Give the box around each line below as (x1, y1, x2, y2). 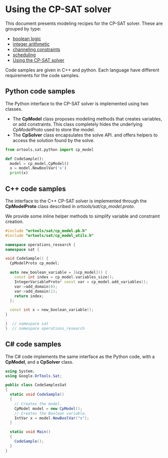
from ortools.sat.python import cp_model (5, 147, 94, 152)
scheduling (12, 52, 36, 58)
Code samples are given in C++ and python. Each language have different (5, 67, 159, 73)
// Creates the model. (14, 401, 62, 406)
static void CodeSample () (10, 392, 65, 397)
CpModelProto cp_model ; (10, 261, 60, 266)
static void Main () (10, 430, 51, 435)
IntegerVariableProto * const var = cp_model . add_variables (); (14, 279, 148, 285)
